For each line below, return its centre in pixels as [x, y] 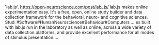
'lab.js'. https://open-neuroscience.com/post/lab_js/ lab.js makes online [77, 7]
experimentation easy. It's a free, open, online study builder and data [74, 12]
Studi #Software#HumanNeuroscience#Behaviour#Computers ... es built [78, 22]
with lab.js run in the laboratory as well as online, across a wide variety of [78, 27]
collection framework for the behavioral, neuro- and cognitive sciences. [77, 17]
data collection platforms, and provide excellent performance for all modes [79, 32]
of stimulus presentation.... [32, 37]
